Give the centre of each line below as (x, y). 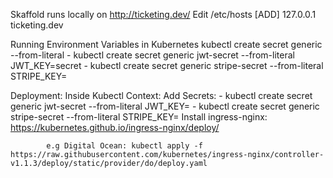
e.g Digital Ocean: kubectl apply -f (124, 146)
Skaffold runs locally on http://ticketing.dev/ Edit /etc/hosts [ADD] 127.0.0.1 (163, 14)
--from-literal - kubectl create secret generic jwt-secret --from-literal (152, 55)
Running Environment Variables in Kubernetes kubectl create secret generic (166, 44)
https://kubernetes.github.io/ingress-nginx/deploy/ (115, 127)
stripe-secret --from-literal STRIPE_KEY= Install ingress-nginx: (139, 117)
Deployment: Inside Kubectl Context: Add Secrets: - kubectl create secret (161, 95)
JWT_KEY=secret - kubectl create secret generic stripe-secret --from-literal (167, 65)
